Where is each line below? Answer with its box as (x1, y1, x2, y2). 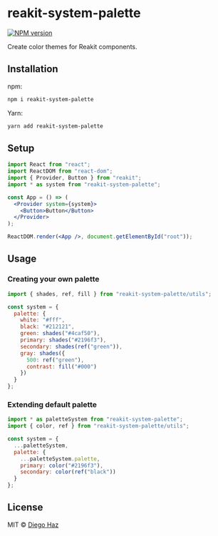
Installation (7, 63, 58, 76)
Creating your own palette (7, 274, 100, 284)
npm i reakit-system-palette (7, 96, 94, 103)
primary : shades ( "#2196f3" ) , (20, 336, 107, 344)
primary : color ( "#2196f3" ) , (20, 462, 103, 469)
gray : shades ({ (20, 349, 66, 357)
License (7, 501, 43, 514)
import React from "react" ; (7, 161, 91, 168)
